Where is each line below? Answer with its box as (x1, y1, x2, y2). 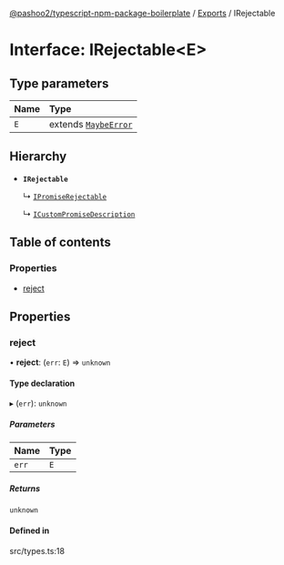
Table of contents (9, 235, 111, 250)
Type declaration (9, 378, 76, 388)
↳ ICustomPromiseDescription (22, 208, 136, 219)
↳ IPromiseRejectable (22, 190, 107, 201)
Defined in (9, 525, 50, 536)
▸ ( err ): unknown (9, 398, 67, 409)
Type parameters (9, 76, 109, 91)
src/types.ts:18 (9, 545, 66, 556)
